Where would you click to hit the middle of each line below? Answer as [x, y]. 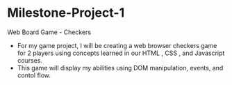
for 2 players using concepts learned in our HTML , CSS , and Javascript [121, 53]
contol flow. [34, 75]
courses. [30, 60]
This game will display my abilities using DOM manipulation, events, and [120, 68]
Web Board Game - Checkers [49, 32]
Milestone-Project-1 [66, 13]
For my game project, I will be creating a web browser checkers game [117, 45]
